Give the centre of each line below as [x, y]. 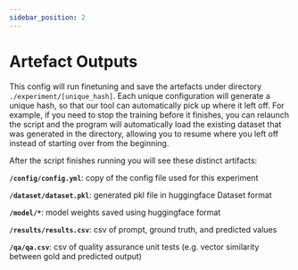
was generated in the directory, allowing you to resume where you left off [144, 134]
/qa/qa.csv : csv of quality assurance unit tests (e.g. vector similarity [134, 247]
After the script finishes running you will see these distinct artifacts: [133, 160]
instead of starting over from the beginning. [89, 143]
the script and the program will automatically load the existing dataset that [145, 124]
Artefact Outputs [74, 61]
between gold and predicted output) [76, 256]
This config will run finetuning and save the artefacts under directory [136, 86]
